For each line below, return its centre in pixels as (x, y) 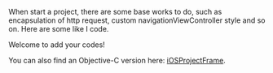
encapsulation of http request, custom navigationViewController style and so (137, 20)
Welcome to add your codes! (57, 45)
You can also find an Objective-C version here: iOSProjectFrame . (117, 60)
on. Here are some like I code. (59, 29)
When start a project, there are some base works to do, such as (115, 12)
